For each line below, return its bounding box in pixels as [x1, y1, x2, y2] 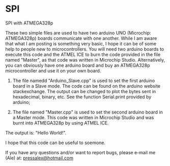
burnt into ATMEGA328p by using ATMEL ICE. [12, 120, 109, 126]
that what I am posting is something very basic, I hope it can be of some [5, 40, 157, 46]
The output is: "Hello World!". [5, 129, 67, 135]
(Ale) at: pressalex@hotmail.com [5, 155, 74, 161]
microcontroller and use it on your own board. [5, 67, 101, 74]
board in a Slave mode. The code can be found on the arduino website [12, 82, 161, 89]
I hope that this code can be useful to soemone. [5, 140, 106, 146]
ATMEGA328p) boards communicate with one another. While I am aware [5, 35, 157, 41]
